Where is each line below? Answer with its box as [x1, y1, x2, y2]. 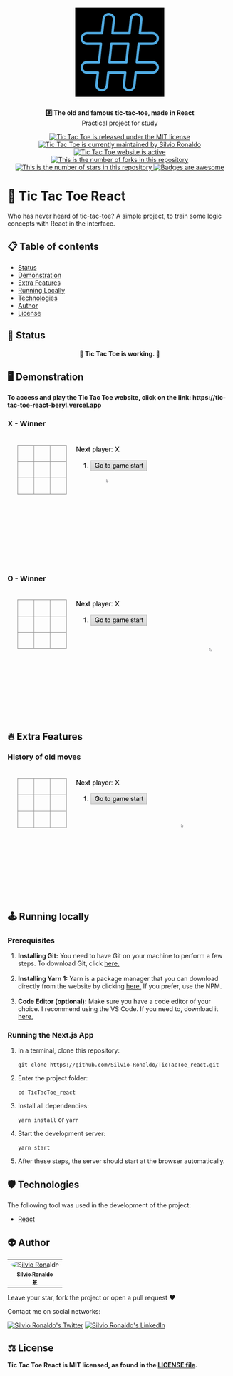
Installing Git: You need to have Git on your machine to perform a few [17, 952, 223, 960]
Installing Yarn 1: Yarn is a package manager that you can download [17, 975, 219, 983]
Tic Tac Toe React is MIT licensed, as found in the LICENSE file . [7, 1360, 198, 1369]
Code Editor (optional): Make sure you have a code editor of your [17, 997, 212, 1006]
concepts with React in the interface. [7, 219, 115, 228]
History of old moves [7, 752, 81, 762]
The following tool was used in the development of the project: [7, 1201, 191, 1210]
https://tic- [192, 393, 227, 402]
